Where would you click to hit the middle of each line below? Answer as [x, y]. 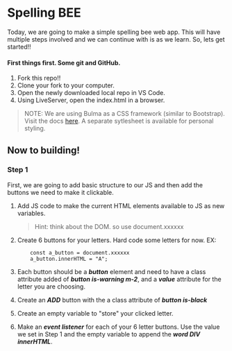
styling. [35, 128]
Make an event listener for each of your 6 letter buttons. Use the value [118, 327]
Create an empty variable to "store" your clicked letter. [95, 313]
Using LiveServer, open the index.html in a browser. [91, 100]
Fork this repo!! [39, 78]
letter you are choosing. [51, 286]
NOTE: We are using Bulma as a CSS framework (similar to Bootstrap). [125, 114]
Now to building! [43, 150]
